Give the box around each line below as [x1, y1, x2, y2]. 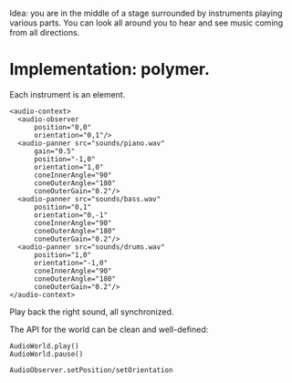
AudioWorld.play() [9, 341, 79, 350]
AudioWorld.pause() [9, 349, 84, 358]
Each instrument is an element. [9, 88, 126, 99]
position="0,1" [33, 202, 92, 212]
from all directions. [9, 27, 80, 37]
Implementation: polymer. [9, 59, 210, 80]
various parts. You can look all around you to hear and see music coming [9, 17, 284, 28]
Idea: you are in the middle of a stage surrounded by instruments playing [9, 8, 283, 18]
